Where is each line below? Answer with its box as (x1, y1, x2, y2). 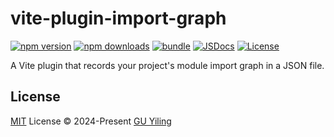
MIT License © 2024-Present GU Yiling (10, 115, 172, 127)
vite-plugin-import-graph (10, 7, 227, 30)
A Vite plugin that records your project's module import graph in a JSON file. (10, 59, 325, 71)
